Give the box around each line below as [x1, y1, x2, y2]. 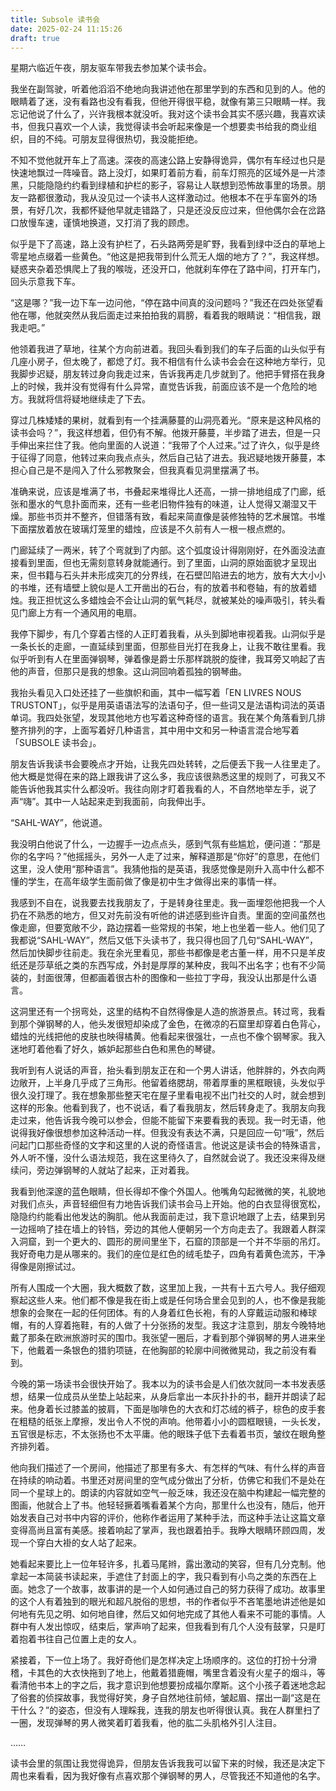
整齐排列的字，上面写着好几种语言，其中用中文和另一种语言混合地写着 [10, 724, 300, 736]
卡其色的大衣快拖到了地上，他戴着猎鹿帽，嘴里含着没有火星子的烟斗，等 [27, 1667, 326, 1679]
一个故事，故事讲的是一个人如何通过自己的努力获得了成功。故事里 [53, 1583, 326, 1595]
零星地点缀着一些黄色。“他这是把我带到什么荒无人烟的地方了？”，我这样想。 [10, 251, 325, 263]
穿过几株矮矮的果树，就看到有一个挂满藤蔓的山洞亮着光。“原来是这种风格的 [10, 414, 322, 426]
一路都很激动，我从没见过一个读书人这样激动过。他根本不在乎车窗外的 [18, 192, 308, 204]
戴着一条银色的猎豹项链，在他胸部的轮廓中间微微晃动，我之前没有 [36, 1344, 308, 1356]
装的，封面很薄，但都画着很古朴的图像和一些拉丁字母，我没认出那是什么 [10, 972, 308, 984]
